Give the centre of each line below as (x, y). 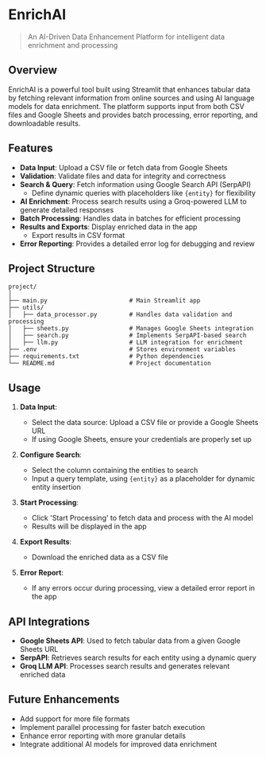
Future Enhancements (64, 699)
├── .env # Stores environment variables (122, 349)
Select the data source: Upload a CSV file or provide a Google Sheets (145, 423)
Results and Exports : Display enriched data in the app (108, 226)
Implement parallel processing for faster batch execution (112, 727)
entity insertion (56, 487)
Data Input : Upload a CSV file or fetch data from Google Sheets (123, 167)
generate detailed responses (67, 209)
